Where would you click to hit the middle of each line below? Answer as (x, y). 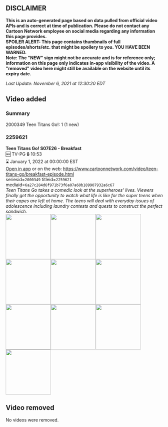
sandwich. (16, 211)
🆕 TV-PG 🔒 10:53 (24, 154)
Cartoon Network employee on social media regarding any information (80, 31)
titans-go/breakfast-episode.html (40, 174)
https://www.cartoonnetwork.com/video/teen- (110, 169)
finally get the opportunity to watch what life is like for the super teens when (84, 195)
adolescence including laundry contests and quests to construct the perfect (84, 206)
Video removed (30, 408)
